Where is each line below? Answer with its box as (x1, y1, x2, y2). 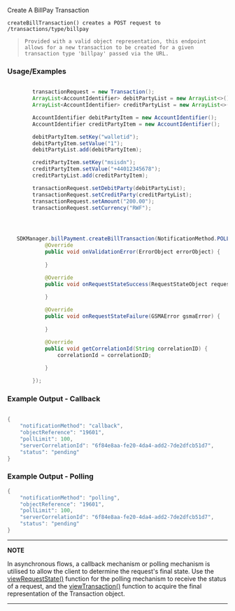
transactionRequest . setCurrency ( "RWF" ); (32, 204, 152, 211)
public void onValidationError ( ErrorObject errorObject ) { (44, 248, 220, 255)
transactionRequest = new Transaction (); (32, 88, 155, 95)
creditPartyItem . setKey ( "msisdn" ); (32, 159, 136, 166)
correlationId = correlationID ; (57, 351, 152, 358)
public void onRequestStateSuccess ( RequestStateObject (44, 281, 208, 288)
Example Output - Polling (7, 471, 94, 481)
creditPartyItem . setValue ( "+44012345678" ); (32, 166, 161, 173)
